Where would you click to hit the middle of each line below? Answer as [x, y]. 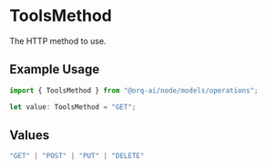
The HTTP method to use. [58, 41]
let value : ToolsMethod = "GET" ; [73, 107]
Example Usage [55, 69]
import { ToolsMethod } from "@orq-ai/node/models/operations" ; [134, 90]
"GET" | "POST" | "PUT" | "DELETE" [77, 156]
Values [30, 135]
